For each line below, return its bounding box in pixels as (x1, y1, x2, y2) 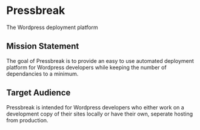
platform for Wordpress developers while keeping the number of (6, 63, 167, 71)
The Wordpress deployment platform (6, 24, 98, 31)
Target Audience (6, 88, 71, 98)
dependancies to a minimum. (6, 70, 79, 77)
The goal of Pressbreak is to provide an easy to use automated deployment (6, 57, 194, 64)
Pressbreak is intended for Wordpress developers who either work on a (6, 103, 185, 111)
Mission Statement (6, 41, 79, 51)
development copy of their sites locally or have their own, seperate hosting (6, 110, 193, 117)
